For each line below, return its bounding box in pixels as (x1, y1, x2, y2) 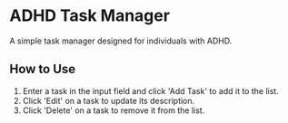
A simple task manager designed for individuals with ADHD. (9, 35, 233, 46)
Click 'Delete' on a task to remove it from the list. (22, 105, 205, 116)
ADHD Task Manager (9, 5, 171, 26)
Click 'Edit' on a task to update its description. (22, 95, 195, 106)
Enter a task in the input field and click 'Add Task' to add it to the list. (22, 85, 279, 96)
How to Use (9, 61, 76, 77)
